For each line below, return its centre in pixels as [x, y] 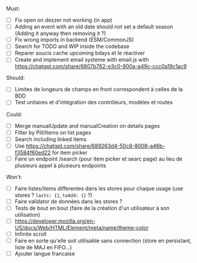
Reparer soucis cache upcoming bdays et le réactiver [80, 53]
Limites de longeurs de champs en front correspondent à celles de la [99, 89]
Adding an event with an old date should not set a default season [94, 27]
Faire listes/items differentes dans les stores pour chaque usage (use [99, 188]
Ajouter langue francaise [45, 254]
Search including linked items [51, 139]
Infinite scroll [30, 234]
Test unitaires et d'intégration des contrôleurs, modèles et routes [94, 102]
